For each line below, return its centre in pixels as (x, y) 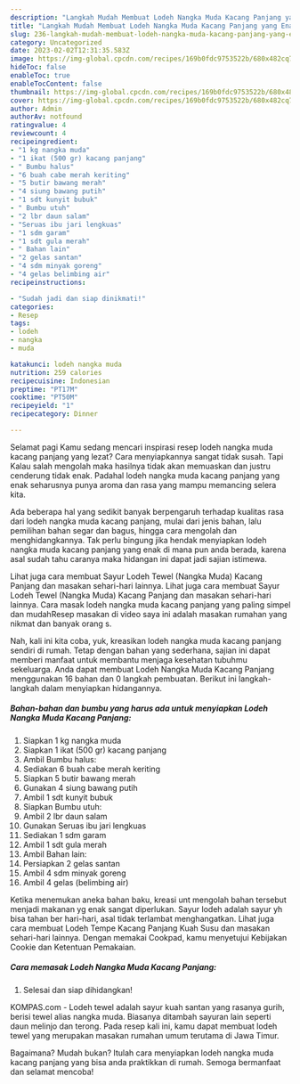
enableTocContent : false (56, 84)
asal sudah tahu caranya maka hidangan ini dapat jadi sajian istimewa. (139, 558)
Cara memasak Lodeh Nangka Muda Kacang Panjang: (114, 967)
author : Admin (36, 109)
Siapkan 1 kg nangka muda (72, 740)
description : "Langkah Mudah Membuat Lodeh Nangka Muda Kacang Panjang (146, 17)
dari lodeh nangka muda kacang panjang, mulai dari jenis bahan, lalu (136, 521)
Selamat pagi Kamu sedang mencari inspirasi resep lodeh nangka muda (142, 447)
